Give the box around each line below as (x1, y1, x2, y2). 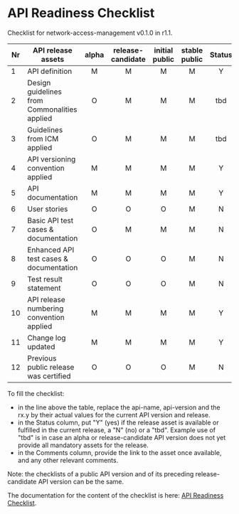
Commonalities (27, 105, 78, 114)
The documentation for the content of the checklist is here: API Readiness (7, 491, 224, 499)
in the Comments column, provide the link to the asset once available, (17, 448, 222, 456)
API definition (27, 66, 73, 76)
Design (27, 77, 51, 87)
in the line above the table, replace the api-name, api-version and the (17, 403, 221, 412)
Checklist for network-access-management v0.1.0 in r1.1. (7, 28, 173, 37)
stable (181, 45, 203, 55)
